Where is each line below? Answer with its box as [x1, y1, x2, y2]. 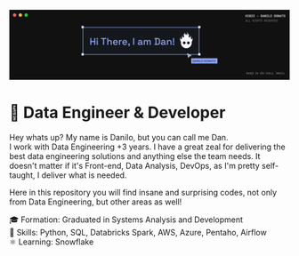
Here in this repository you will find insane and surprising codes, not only [9, 187, 278, 197]
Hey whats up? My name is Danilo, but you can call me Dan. [9, 132, 229, 142]
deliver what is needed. [41, 170, 127, 180]
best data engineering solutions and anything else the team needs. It [9, 150, 261, 161]
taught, [9, 170, 36, 180]
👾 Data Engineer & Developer [9, 103, 226, 123]
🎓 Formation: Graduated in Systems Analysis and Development [9, 214, 243, 225]
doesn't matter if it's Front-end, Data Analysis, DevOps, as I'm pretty [9, 160, 260, 171]
